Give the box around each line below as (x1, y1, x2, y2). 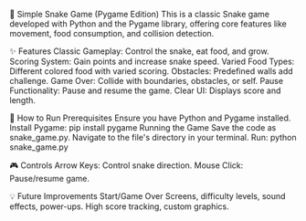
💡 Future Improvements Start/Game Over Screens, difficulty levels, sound (9, 191, 286, 201)
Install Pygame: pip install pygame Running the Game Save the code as (9, 122, 277, 132)
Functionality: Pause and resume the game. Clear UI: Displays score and (9, 85, 281, 96)
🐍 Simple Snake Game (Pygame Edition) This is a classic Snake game (9, 9, 269, 19)
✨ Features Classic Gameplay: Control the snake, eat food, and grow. (9, 46, 269, 57)
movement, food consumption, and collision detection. (9, 28, 215, 38)
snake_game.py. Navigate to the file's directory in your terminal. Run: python (9, 132, 297, 142)
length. (9, 95, 37, 105)
